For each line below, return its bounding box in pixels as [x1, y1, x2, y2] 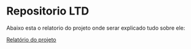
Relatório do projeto [6, 36, 57, 43]
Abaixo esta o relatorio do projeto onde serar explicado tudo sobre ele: [6, 24, 185, 31]
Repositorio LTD [6, 4, 90, 18]
